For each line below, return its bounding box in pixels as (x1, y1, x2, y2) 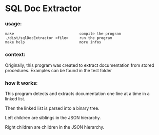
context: (5, 51, 26, 58)
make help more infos (5, 40, 101, 45)
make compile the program (5, 31, 121, 37)
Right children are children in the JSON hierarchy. (5, 124, 104, 130)
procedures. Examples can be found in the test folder (5, 67, 112, 73)
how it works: (5, 79, 38, 86)
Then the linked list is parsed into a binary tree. (5, 105, 99, 111)
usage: (5, 20, 22, 27)
